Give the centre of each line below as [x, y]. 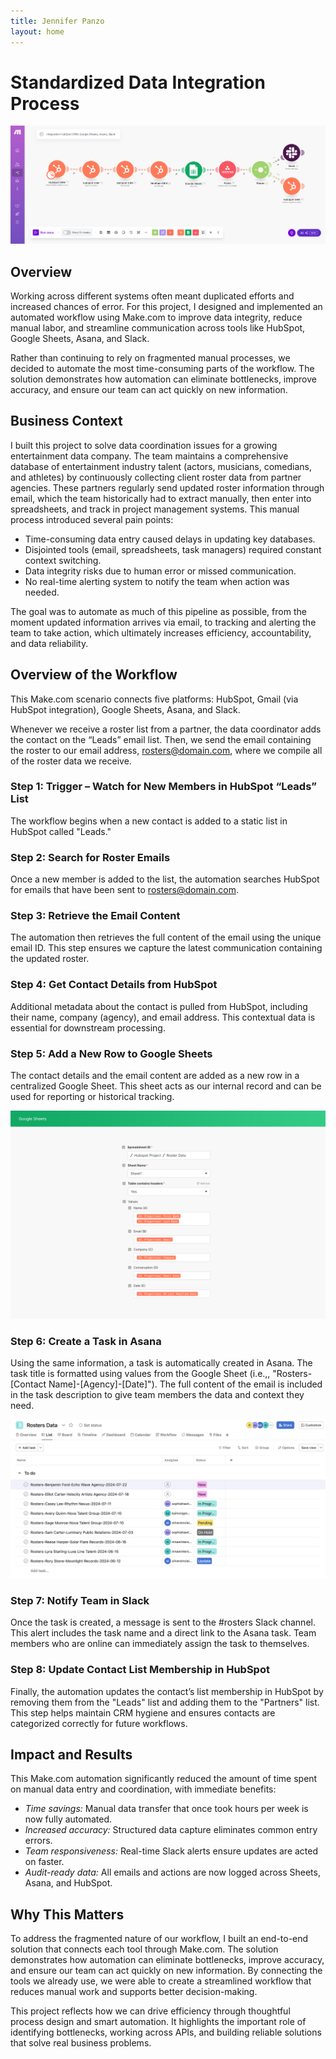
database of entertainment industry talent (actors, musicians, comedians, [161, 466]
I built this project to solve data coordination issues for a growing [144, 445]
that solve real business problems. [81, 2043]
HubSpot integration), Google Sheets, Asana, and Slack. [125, 709]
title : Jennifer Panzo [57, 21]
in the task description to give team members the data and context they [157, 1395]
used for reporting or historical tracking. [92, 1097]
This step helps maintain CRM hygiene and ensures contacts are [143, 1712]
